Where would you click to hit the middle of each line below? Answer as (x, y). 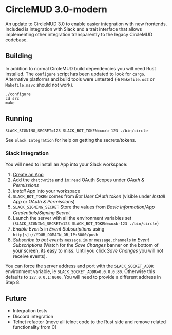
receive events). (30, 256)
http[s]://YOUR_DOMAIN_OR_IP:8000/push (55, 235)
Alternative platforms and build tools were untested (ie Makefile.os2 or (80, 79)
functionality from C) (35, 327)
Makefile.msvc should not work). (40, 85)
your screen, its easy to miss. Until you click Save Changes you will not (88, 250)
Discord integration (33, 316)
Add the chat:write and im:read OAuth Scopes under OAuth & (79, 180)
